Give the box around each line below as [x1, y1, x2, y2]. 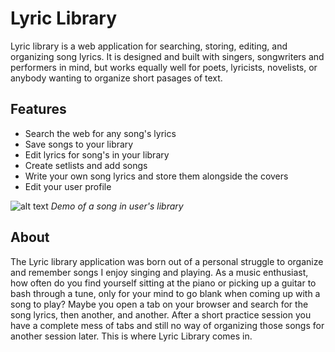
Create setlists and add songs [24, 159, 148, 171]
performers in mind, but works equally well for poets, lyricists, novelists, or [10, 61, 318, 73]
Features [10, 101, 67, 118]
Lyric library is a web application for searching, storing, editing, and [10, 40, 288, 52]
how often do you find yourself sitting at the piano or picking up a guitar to [10, 277, 317, 289]
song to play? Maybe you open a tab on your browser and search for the [10, 298, 309, 310]
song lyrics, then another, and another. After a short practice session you [10, 308, 312, 321]
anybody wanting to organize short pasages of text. [10, 72, 223, 84]
